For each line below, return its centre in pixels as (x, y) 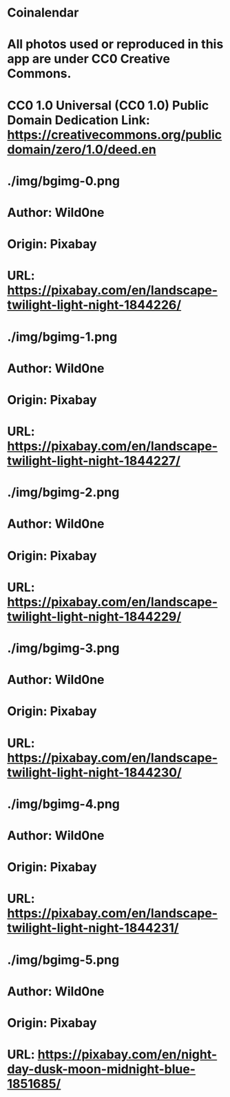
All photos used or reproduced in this (115, 45)
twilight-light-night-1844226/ (94, 305)
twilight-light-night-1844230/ (95, 772)
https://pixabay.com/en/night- (127, 1055)
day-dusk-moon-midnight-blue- (102, 1069)
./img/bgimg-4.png (64, 804)
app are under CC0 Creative (89, 59)
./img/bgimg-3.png (63, 648)
